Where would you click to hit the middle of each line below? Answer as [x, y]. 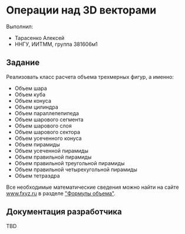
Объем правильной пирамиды [53, 157]
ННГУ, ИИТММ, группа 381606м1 [56, 44]
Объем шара [31, 88]
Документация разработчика [64, 212]
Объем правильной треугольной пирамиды [70, 163]
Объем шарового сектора [47, 132]
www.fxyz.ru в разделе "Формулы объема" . [61, 193]
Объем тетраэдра [37, 175]
